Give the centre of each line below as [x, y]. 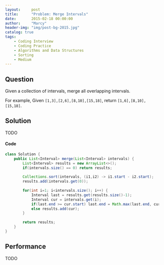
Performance [26, 247]
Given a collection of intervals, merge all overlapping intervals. [68, 91]
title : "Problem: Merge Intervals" [47, 14]
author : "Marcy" [26, 23]
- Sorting [24, 55]
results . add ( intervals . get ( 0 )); [56, 182]
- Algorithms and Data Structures [49, 50]
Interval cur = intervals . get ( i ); [66, 200]
